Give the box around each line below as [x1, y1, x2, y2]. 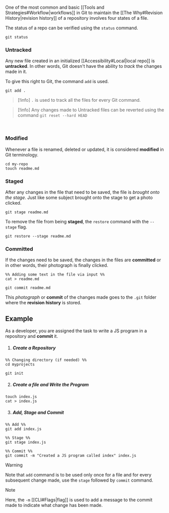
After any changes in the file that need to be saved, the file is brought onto [5, 189, 160, 195]
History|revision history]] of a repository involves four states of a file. [5, 15, 149, 21]
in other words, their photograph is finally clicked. [5, 262, 108, 268]
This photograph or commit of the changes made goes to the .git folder [5, 294, 157, 300]
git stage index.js [5, 440, 46, 445]
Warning [5, 462, 23, 468]
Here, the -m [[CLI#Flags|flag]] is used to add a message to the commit [5, 496, 153, 503]
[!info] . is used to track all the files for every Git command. [17, 97, 141, 103]
